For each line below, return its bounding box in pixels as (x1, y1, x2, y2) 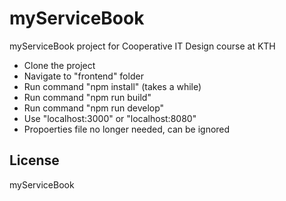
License (9, 152, 60, 169)
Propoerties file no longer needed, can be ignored (23, 123, 231, 135)
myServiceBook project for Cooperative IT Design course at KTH (9, 40, 276, 52)
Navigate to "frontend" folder (23, 70, 144, 82)
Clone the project (23, 59, 96, 71)
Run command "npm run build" (23, 91, 152, 103)
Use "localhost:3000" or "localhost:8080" (23, 112, 197, 124)
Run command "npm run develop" (23, 102, 165, 114)
